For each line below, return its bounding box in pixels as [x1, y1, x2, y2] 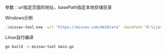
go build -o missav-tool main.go [5, 44, 74, 49]
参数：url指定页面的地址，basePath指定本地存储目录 [5, 4, 112, 10]
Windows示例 [5, 15, 33, 21]
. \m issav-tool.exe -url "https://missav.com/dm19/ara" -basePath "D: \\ [5, 25, 156, 30]
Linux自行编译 [5, 34, 34, 40]
